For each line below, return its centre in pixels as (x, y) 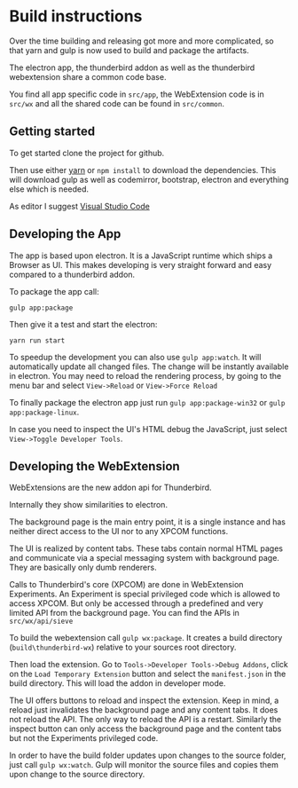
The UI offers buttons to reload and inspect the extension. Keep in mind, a (144, 701)
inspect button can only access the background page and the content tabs (145, 729)
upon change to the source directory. (77, 775)
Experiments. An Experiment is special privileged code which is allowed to (145, 594)
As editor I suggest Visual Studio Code (80, 206)
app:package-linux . (44, 412)
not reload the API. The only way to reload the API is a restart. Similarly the (145, 720)
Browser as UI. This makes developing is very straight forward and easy (141, 264)
